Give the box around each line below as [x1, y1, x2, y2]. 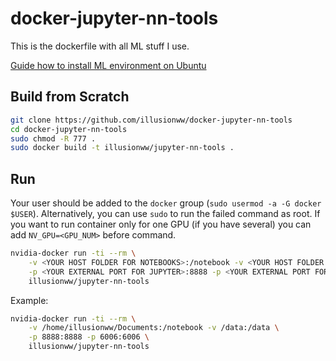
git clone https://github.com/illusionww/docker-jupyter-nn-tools [10, 115, 293, 125]
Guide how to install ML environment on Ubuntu [10, 59, 207, 71]
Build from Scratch [10, 88, 130, 106]
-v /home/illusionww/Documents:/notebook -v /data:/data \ [28, 323, 280, 333]
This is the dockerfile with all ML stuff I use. [10, 40, 190, 52]
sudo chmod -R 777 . [10, 133, 97, 144]
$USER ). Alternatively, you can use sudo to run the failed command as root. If [10, 208, 321, 220]
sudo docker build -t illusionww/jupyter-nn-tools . [10, 143, 235, 153]
